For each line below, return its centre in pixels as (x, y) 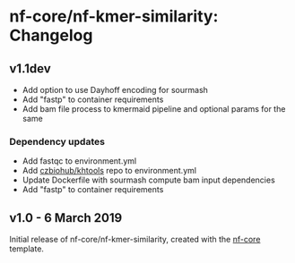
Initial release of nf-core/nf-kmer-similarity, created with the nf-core (135, 240)
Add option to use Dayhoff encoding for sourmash (115, 90)
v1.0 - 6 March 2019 (66, 218)
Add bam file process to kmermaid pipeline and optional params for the (154, 109)
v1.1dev (30, 68)
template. (27, 249)
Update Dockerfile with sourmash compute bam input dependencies (148, 180)
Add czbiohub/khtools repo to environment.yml (109, 171)
